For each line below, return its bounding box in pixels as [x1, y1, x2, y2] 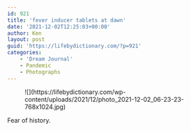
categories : [7, 49, 42, 56]
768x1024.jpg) [24, 102, 66, 111]
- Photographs [20, 68, 61, 75]
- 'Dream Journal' [20, 56, 73, 63]
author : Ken [7, 29, 42, 37]
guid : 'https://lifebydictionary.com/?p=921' [7, 43, 142, 49]
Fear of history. [7, 116, 51, 124]
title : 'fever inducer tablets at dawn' [7, 17, 127, 24]
